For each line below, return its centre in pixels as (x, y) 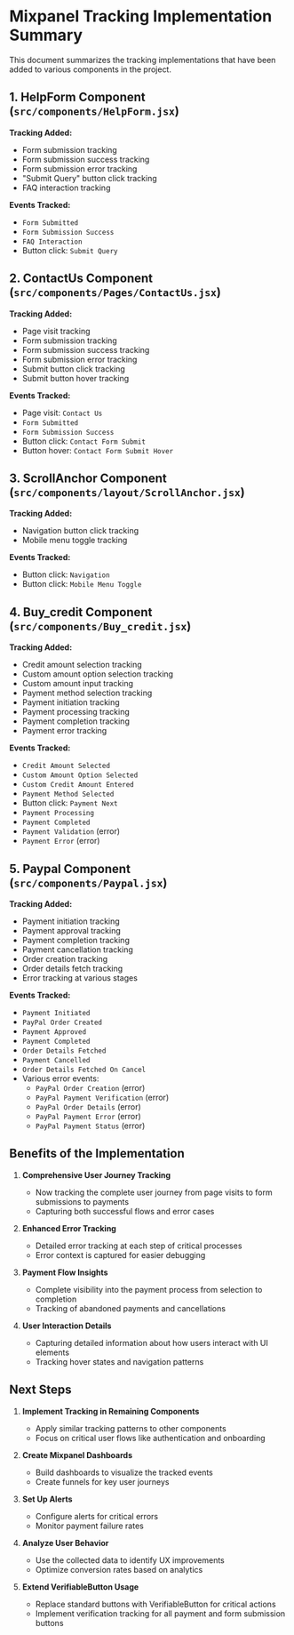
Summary (46, 35)
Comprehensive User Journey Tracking (96, 1174)
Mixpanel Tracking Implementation (141, 16)
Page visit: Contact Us (62, 413)
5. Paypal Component (70, 869)
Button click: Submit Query (70, 250)
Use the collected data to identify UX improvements (130, 1560)
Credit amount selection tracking (82, 665)
